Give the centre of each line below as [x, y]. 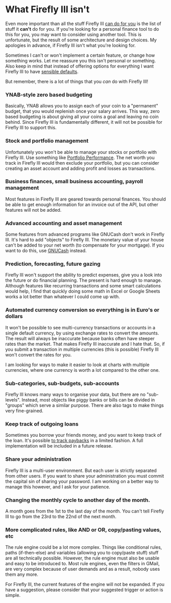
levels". [13, 400]
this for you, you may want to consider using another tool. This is [74, 34]
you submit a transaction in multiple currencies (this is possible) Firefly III [82, 349]
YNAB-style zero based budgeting [49, 95]
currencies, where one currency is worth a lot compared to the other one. [82, 370]
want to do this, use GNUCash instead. [46, 251]
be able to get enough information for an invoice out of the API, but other [82, 204]
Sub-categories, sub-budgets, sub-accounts [62, 383]
